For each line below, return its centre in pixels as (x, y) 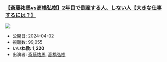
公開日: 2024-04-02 (33, 36)
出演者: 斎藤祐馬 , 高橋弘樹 (39, 55)
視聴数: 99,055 (27, 42)
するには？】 (21, 15)
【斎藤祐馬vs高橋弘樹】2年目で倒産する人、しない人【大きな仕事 (83, 7)
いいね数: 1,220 (28, 48)
